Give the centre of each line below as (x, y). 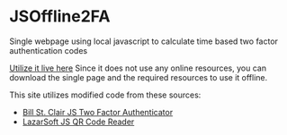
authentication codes (49, 50)
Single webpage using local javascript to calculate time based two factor (144, 41)
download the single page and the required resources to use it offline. (139, 77)
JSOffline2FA (60, 17)
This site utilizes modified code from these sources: (105, 95)
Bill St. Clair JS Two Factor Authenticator (98, 112)
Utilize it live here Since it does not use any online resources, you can (138, 68)
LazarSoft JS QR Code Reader (78, 122)
